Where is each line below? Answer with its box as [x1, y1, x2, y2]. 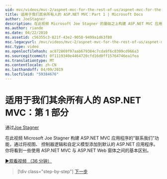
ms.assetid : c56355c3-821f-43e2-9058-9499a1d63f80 [5, 35, 112, 40]
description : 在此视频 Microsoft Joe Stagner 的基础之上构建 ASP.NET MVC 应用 [5, 21, 163, 26]
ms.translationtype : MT [5, 58, 55, 63]
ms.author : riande [5, 26, 43, 31]
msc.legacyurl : [5, 40, 37, 45]
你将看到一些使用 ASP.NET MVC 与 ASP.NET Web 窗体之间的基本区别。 [5, 147, 152, 153]
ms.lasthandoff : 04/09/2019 [5, 67, 64, 72]
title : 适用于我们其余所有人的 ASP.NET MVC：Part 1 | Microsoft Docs [5, 12, 143, 17]
